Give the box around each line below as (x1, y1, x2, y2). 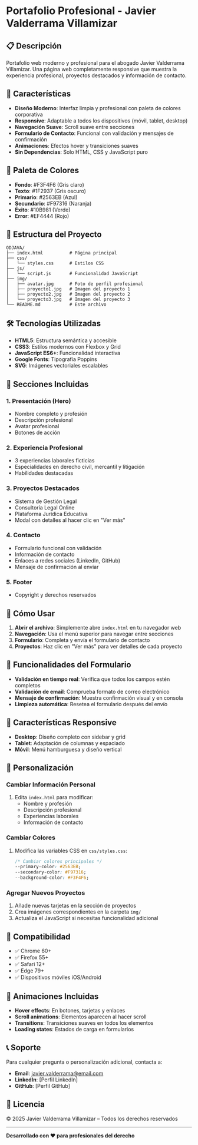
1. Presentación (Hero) (6, 396, 71, 405)
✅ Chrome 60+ (14, 947, 52, 955)
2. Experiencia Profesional (6, 444, 83, 452)
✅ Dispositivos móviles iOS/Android (14, 974, 101, 981)
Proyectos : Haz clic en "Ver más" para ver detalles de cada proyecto (14, 643, 183, 650)
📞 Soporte (6, 1043, 41, 1053)
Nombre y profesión (23, 800, 72, 808)
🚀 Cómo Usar (6, 608, 55, 618)
